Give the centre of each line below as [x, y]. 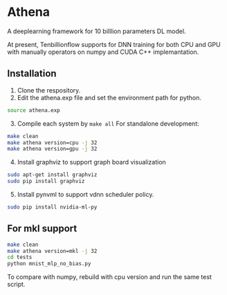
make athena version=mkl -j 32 [52, 251]
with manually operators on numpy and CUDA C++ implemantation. [103, 52]
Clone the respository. [49, 90]
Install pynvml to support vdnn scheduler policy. [85, 194]
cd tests [20, 257]
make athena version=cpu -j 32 [52, 142]
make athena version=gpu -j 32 [52, 149]
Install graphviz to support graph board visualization [91, 162]
